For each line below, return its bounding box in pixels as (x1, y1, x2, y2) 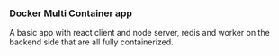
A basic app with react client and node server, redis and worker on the (9, 28, 270, 38)
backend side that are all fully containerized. (9, 36, 174, 47)
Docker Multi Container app (9, 7, 133, 20)
